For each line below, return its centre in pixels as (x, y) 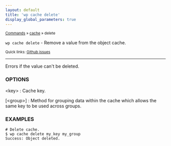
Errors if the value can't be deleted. (42, 66)
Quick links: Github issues (28, 52)
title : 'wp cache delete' (33, 15)
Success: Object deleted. (33, 138)
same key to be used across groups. (43, 106)
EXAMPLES (20, 119)
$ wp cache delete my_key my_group (43, 134)
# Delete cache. (22, 129)
